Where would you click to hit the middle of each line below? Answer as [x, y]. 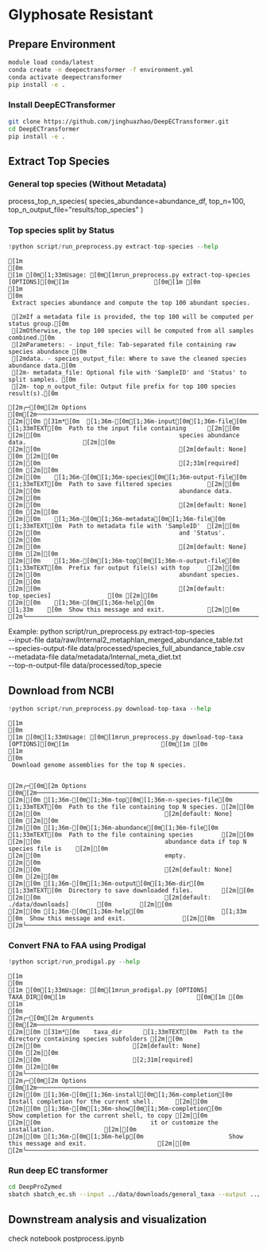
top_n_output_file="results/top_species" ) [76, 210]
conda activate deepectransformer [66, 77]
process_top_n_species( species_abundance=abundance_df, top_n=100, [127, 202]
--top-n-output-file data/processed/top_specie [85, 665]
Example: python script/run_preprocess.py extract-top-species [112, 632]
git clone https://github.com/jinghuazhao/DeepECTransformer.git [118, 121]
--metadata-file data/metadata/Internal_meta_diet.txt [95, 657]
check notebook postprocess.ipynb [66, 1238]
